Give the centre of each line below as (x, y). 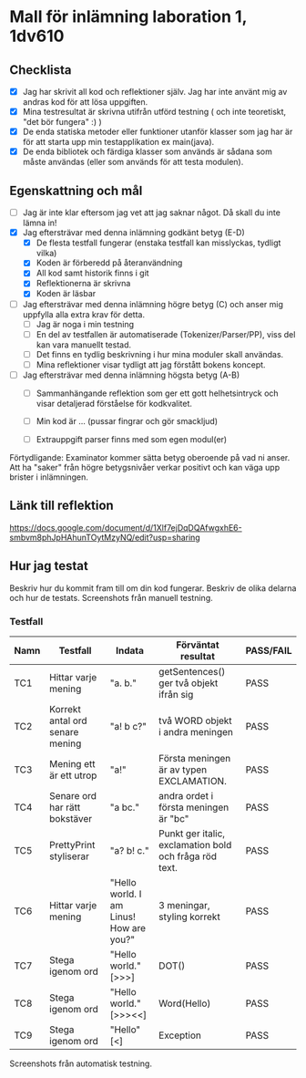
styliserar (69, 856)
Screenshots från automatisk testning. (81, 1063)
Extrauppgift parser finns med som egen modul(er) (132, 439)
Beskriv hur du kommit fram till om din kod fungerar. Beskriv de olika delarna (153, 588)
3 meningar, (185, 905)
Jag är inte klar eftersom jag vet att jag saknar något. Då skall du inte (151, 212)
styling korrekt (189, 917)
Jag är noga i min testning (85, 324)
